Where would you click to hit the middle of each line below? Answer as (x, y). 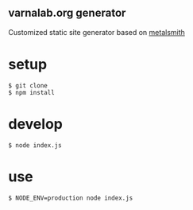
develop (36, 124)
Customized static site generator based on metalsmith (96, 32)
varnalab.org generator (67, 13)
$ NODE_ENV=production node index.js (71, 198)
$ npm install (32, 92)
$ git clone (28, 86)
